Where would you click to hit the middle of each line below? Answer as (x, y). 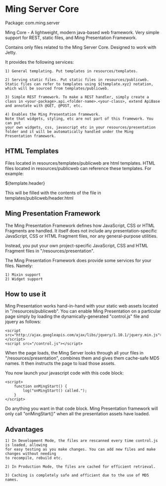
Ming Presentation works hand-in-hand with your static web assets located (82, 306)
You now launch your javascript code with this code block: (64, 373)
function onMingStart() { (41, 387)
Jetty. (11, 52)
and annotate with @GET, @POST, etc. (44, 106)
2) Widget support (24, 279)
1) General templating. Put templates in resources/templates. (72, 71)
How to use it (26, 294)
